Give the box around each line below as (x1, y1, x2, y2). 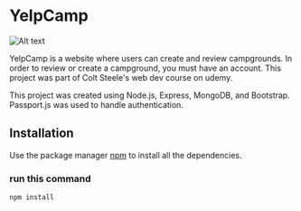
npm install (9, 193, 54, 202)
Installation (9, 126, 74, 141)
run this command (9, 172, 92, 185)
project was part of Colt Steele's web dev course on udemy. (9, 72, 233, 82)
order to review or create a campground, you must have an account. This (9, 62, 282, 73)
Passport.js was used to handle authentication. (9, 99, 183, 110)
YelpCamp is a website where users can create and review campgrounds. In (9, 53, 293, 63)
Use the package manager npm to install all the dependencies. (9, 149, 242, 160)
